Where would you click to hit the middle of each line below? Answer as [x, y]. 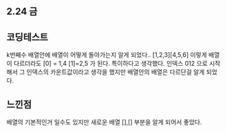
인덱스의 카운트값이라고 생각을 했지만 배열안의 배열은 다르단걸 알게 [116, 72]
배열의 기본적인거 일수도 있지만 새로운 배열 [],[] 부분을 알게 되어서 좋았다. [104, 122]
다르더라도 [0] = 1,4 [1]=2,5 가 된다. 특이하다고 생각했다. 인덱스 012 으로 [110, 64]
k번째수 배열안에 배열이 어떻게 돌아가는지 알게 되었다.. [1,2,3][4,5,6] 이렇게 [107, 55]
